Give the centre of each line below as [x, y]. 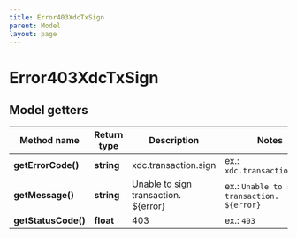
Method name [49, 141]
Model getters [49, 110]
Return [109, 135]
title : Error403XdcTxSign [57, 17]
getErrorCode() [46, 165]
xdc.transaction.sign [174, 165]
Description [174, 141]
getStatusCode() [49, 220]
